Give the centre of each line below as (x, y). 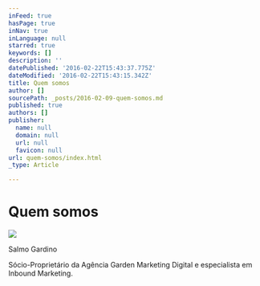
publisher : (26, 121)
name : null (34, 128)
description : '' (35, 61)
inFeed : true (30, 16)
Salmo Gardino (33, 249)
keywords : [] (30, 53)
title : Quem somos (39, 83)
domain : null (37, 135)
